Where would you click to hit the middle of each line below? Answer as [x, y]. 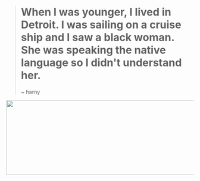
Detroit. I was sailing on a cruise [101, 25]
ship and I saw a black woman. [97, 38]
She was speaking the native [93, 50]
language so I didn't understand [101, 63]
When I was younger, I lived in [96, 12]
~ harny [30, 92]
